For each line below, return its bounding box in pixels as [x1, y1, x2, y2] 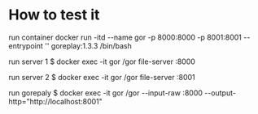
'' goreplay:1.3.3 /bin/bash [44, 40, 133, 50]
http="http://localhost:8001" [8, 96, 103, 106]
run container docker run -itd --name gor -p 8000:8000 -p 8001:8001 [8, 32, 243, 42]
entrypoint [8, 40, 43, 50]
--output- [204, 87, 236, 98]
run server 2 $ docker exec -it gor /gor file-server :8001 [8, 72, 195, 82]
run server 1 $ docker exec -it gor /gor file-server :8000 [8, 57, 195, 66]
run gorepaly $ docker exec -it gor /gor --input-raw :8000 [8, 87, 203, 98]
